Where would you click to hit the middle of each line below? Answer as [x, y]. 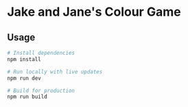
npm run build [27, 97]
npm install [24, 59]
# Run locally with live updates [55, 72]
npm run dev [24, 78]
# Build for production [41, 91]
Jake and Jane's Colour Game [94, 12]
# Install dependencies [41, 53]
